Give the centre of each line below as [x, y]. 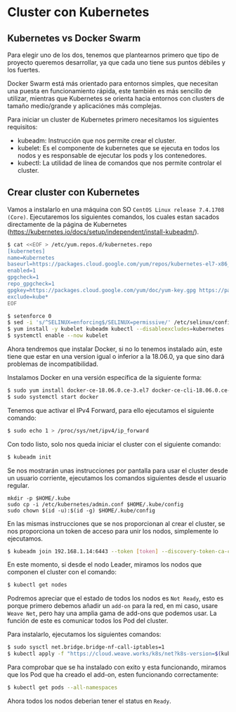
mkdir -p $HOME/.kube [39, 498]
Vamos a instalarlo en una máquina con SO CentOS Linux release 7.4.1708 [116, 209]
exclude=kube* [28, 297]
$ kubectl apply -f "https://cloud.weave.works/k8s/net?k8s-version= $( [114, 654]
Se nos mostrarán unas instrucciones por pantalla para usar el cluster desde [118, 470]
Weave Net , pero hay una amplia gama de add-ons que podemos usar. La [112, 613]
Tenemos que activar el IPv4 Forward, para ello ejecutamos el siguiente [111, 410]
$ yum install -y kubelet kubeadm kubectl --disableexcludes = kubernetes [116, 329]
